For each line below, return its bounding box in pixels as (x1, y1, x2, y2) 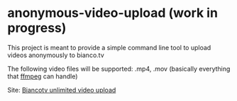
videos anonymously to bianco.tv (7, 51, 104, 59)
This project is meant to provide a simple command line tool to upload (7, 43, 211, 52)
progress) (7, 20, 67, 36)
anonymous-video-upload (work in (7, 5, 219, 21)
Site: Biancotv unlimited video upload (7, 85, 116, 94)
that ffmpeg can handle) (7, 72, 78, 81)
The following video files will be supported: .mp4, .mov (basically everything (7, 64, 231, 73)
